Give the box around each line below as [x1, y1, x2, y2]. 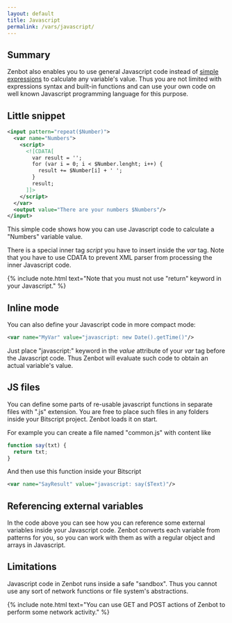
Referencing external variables [7, 500, 144, 512]
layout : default [7, 10, 54, 17]
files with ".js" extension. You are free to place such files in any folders [7, 407, 209, 415]
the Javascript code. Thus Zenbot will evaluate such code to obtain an [7, 353, 208, 362]
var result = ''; [32, 154, 82, 161]
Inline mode [7, 302, 59, 314]
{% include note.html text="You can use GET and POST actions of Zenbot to [7, 600, 226, 608]
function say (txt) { [7, 442, 67, 449]
